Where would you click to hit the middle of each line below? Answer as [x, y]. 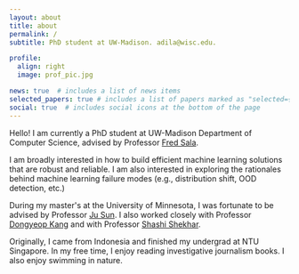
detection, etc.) [37, 188]
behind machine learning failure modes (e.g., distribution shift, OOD [133, 178]
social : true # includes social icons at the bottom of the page [135, 108]
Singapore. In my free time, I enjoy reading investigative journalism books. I [147, 251]
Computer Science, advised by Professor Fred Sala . [104, 142]
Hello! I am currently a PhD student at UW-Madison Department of [130, 133]
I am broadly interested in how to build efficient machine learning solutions [146, 159]
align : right [41, 67]
